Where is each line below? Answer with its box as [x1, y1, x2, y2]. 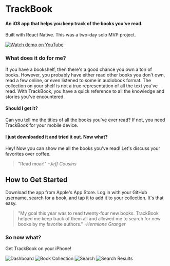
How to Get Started [5, 176, 68, 184]
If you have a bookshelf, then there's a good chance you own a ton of [5, 66, 153, 72]
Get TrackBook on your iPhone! [5, 245, 72, 252]
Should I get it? [5, 105, 38, 111]
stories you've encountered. [5, 93, 65, 100]
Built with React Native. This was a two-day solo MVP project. [5, 32, 136, 38]
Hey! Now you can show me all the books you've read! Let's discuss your [5, 145, 161, 151]
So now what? [5, 234, 42, 241]
